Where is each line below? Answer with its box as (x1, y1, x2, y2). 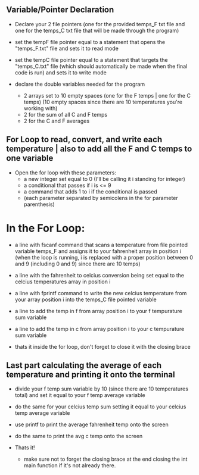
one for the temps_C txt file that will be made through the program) (14, 27, 179, 34)
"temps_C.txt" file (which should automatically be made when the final (14, 62, 188, 70)
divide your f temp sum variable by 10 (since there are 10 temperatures (14, 385, 189, 392)
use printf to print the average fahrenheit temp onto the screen (14, 421, 169, 428)
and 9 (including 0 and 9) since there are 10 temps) (14, 260, 141, 267)
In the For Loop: (6, 221, 85, 235)
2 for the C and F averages (23, 117, 90, 124)
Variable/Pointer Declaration (6, 5, 114, 15)
